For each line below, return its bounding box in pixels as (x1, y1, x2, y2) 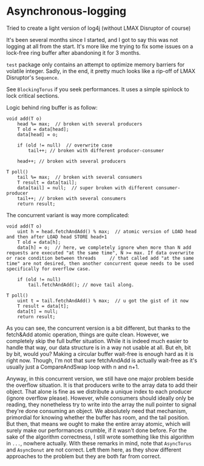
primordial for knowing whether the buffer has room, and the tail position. (6, 414, 189, 421)
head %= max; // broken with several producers (17, 120, 143, 127)
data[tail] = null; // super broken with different (17, 184, 154, 191)
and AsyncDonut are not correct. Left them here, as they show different (6, 446, 182, 453)
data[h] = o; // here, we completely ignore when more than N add (17, 245, 191, 251)
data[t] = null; (17, 308, 59, 315)
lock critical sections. (6, 92, 59, 99)
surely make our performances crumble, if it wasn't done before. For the (6, 426, 187, 434)
